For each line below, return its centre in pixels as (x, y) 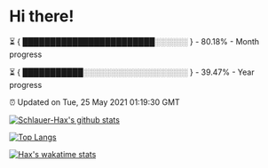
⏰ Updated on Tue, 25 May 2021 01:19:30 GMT (95, 102)
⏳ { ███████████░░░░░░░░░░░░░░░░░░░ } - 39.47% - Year (132, 72)
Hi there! (42, 16)
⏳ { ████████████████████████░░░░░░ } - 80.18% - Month (134, 41)
